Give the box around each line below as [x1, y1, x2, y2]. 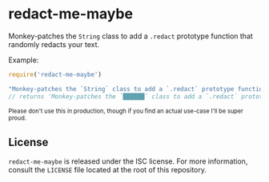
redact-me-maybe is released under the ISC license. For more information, [8, 156, 248, 166]
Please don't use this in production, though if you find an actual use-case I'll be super [8, 107, 244, 115]
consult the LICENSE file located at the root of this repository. [8, 165, 207, 175]
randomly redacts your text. [8, 39, 100, 49]
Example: [8, 55, 39, 65]
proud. [8, 113, 26, 122]
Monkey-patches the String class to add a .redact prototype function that [8, 31, 254, 41]
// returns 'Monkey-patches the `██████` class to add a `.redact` [8, 93, 239, 101]
